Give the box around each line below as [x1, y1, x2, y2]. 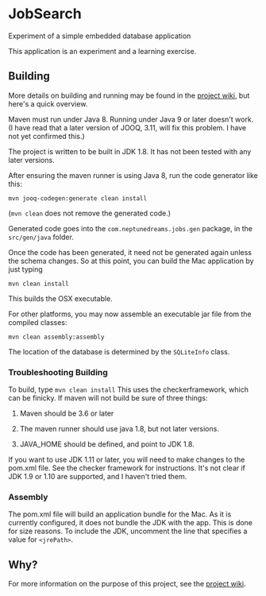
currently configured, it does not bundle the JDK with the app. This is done [8, 518, 253, 528]
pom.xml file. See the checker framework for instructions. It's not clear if [8, 463, 246, 473]
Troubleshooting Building [8, 366, 109, 377]
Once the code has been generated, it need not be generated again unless [8, 247, 253, 257]
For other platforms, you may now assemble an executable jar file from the [8, 309, 252, 319]
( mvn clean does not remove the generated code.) [8, 208, 172, 218]
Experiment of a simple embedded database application [8, 31, 191, 41]
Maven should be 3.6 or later [19, 408, 114, 418]
